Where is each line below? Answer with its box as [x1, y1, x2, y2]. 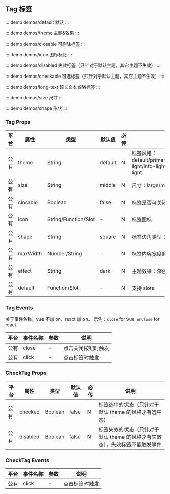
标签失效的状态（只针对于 [98, 426, 159, 433]
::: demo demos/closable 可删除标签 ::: [5, 41, 86, 47]
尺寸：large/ [131, 182, 161, 189]
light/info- [131, 163, 156, 170]
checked [19, 408, 40, 415]
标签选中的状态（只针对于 [98, 401, 159, 408]
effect [18, 268, 32, 275]
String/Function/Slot [47, 216, 95, 223]
